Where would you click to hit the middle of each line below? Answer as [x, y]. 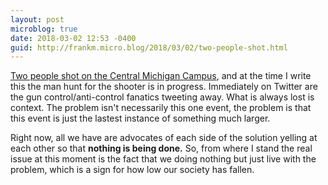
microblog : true [44, 29]
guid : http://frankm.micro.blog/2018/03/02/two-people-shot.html [149, 47]
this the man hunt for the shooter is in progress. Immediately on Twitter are [164, 87]
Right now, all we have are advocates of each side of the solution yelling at [164, 138]
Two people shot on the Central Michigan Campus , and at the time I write [161, 76]
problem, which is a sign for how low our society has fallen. [132, 170]
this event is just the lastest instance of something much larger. [140, 118]
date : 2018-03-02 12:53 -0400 [73, 38]
